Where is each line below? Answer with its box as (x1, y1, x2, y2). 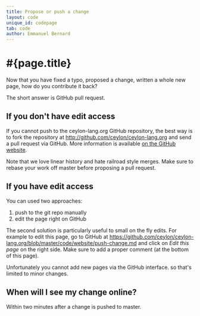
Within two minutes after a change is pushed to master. (6, 303, 142, 310)
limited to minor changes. (6, 269, 68, 277)
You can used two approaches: (6, 197, 83, 205)
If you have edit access (6, 181, 94, 191)
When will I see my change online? (6, 287, 137, 298)
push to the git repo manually (14, 209, 87, 216)
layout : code (6, 14, 39, 20)
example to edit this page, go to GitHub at (6, 233, 108, 240)
